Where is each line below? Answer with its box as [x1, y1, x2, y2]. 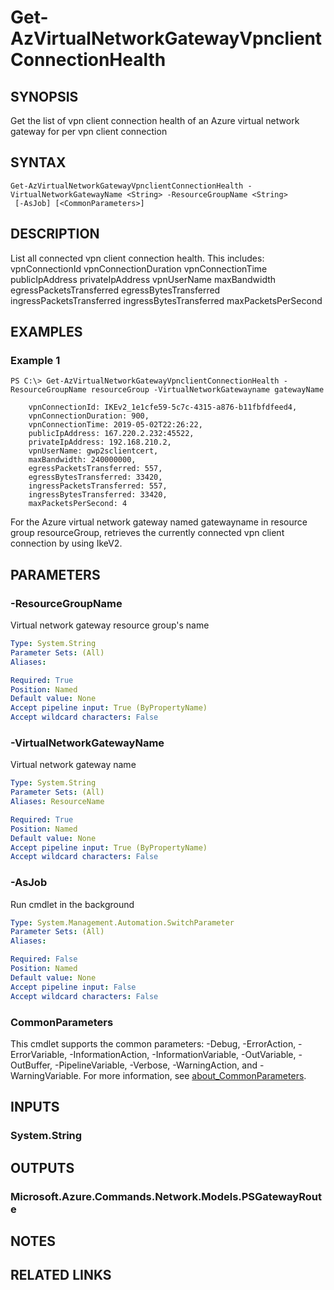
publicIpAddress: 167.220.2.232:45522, [28, 429, 195, 439]
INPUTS [10, 1099, 60, 1116]
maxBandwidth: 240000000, [28, 455, 137, 465]
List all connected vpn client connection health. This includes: [10, 252, 265, 264]
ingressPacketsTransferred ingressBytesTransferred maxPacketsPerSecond [10, 294, 323, 306]
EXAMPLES [10, 324, 83, 341]
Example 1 [10, 353, 61, 367]
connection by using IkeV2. [10, 537, 123, 550]
